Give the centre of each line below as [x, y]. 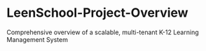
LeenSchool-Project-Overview [97, 13]
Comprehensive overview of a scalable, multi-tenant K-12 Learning [103, 32]
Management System [37, 39]
